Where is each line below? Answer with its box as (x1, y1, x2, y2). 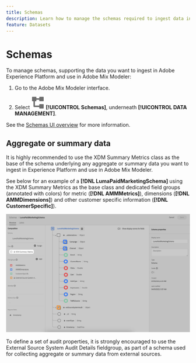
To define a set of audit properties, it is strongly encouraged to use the (6, 338, 176, 345)
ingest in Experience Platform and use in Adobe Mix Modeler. (6, 167, 153, 174)
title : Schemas (6, 9, 43, 15)
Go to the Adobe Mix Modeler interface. (14, 85, 110, 92)
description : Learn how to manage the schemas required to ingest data (6, 15, 184, 22)
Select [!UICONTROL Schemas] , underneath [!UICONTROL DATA (14, 104, 187, 111)
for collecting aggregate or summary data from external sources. (6, 350, 162, 357)
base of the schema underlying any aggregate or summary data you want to (6, 160, 189, 167)
